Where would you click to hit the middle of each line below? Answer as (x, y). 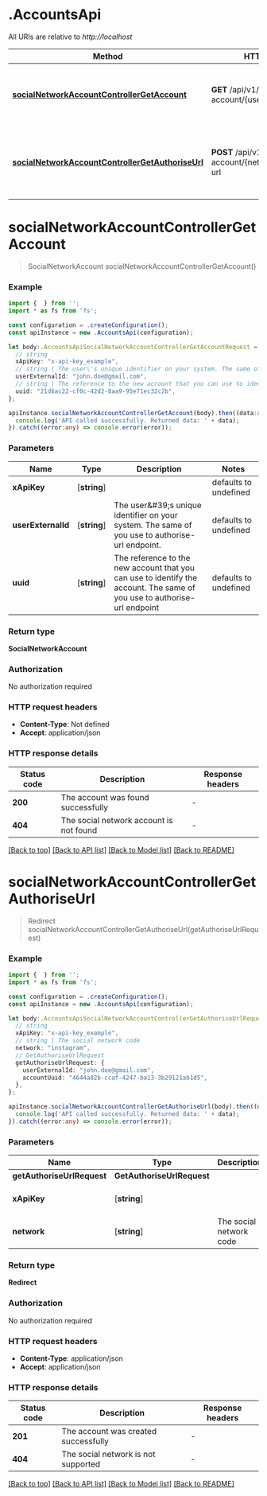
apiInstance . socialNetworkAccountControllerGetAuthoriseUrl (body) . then (129, 1107)
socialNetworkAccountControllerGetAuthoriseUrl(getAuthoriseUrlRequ (143, 929)
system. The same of (153, 525)
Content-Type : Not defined (64, 725)
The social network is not (108, 1455)
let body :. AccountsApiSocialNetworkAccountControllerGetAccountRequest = (133, 347)
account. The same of (155, 588)
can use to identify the (156, 577)
